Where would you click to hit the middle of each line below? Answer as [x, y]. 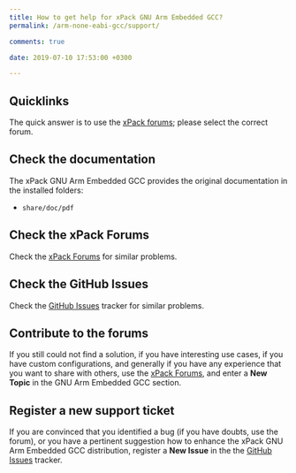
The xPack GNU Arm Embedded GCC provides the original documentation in [148, 180]
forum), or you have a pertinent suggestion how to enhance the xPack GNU [146, 441]
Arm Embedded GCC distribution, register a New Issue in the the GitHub [140, 451]
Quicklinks [39, 101]
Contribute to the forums [79, 333]
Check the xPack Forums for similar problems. [93, 256]
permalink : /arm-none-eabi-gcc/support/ [85, 26]
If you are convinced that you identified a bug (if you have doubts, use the [144, 432]
